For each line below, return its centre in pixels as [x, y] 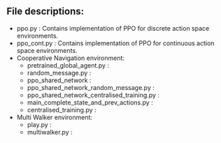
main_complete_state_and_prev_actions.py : [90, 102]
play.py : [39, 124]
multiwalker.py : [50, 132]
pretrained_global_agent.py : [68, 65]
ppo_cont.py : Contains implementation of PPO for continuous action [115, 43]
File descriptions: [45, 12]
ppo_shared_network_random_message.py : [91, 87]
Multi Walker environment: [54, 117]
